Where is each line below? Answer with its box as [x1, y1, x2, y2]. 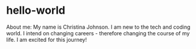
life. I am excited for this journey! [6, 36, 87, 43]
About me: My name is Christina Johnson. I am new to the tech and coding [6, 23, 191, 30]
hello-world [6, 4, 66, 17]
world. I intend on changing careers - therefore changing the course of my [6, 29, 190, 36]
